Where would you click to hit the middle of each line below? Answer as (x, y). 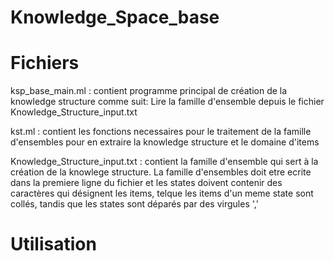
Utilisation (53, 244)
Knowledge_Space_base (115, 17)
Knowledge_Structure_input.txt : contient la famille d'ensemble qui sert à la (164, 162)
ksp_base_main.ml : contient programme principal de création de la (149, 91)
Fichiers (45, 63)
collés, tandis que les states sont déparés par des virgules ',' (134, 204)
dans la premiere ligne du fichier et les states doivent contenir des (146, 183)
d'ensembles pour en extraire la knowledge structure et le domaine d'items (165, 142)
